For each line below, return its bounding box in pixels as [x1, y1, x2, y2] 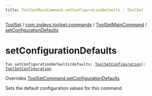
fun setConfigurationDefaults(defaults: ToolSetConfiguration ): [5, 62, 146, 67]
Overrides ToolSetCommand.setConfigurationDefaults [5, 75, 120, 81]
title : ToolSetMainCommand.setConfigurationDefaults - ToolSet [5, 7, 144, 13]
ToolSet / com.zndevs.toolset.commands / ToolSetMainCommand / [5, 21, 147, 28]
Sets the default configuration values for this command [5, 85, 122, 91]
